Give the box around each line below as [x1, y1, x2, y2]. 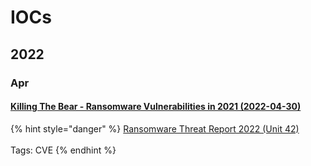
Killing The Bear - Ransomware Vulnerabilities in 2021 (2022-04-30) [10, 101, 302, 113]
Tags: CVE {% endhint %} [10, 144, 117, 156]
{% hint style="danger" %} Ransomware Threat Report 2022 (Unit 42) [10, 122, 300, 135]
